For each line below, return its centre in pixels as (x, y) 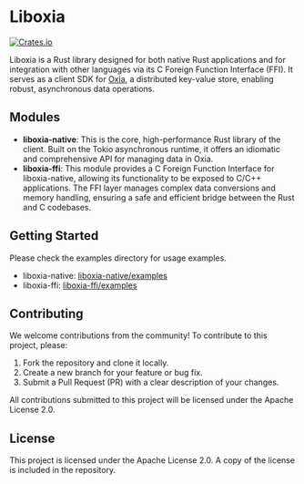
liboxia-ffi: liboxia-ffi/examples (80, 285)
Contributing (46, 313)
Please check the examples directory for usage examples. (118, 258)
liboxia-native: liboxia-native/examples (95, 275)
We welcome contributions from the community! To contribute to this (138, 335)
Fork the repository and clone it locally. (96, 363)
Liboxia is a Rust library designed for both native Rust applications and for (148, 59)
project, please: (39, 345)
